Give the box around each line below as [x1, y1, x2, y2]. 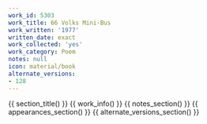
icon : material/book [8, 63, 77, 71]
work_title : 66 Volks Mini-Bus [8, 19, 111, 27]
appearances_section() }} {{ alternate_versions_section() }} [8, 107, 200, 116]
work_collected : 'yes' [8, 41, 83, 49]
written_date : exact [8, 33, 77, 42]
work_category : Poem [8, 48, 77, 56]
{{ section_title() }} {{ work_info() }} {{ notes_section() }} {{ [8, 99, 198, 108]
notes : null [8, 56, 47, 64]
